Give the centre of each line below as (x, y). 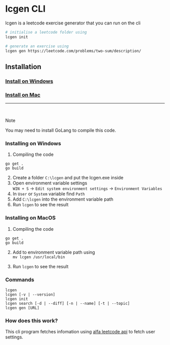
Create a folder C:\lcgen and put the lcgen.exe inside (68, 178)
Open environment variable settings (50, 183)
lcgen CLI (25, 9)
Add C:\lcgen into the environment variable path (63, 199)
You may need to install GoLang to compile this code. (61, 131)
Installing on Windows (33, 143)
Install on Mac (23, 95)
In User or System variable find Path (49, 194)
